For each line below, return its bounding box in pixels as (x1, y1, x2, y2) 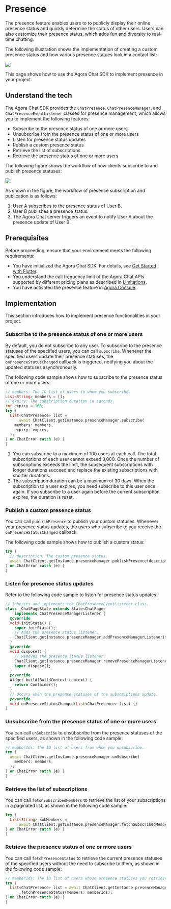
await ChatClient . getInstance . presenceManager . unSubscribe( (10, 754, 140, 759)
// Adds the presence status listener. (14, 630, 99, 635)
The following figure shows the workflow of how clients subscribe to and (5, 162, 158, 168)
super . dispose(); (14, 663, 51, 669)
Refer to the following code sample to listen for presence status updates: (5, 592, 158, 598)
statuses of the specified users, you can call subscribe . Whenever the (5, 348, 152, 354)
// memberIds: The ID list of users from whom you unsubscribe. (5, 745, 145, 750)
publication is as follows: (5, 192, 57, 199)
